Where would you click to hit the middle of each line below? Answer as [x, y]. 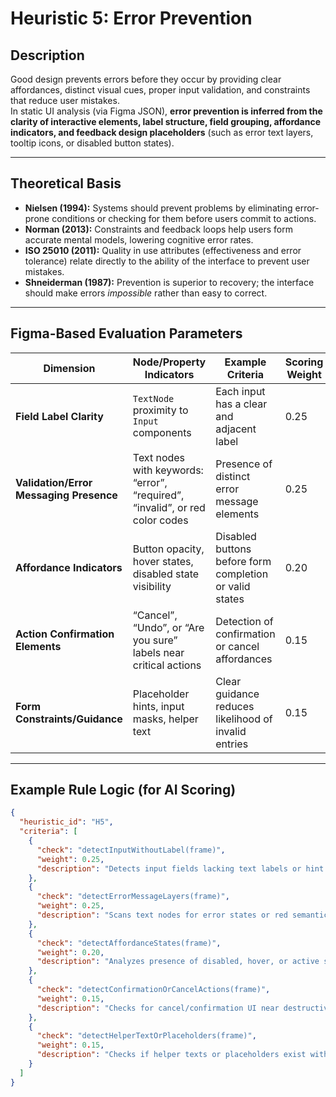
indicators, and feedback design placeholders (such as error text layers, [162, 132]
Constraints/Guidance [69, 719]
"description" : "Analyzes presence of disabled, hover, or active [178, 962]
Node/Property [169, 362]
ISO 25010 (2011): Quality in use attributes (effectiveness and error [163, 250]
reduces [235, 706]
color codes [160, 520]
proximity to [160, 410]
